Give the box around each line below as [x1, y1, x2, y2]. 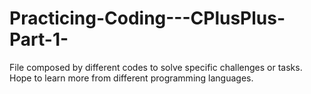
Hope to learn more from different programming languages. [9, 72, 254, 84]
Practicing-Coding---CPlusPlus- [9, 7, 286, 30]
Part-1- [9, 28, 69, 51]
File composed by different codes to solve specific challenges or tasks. [9, 61, 303, 73]
